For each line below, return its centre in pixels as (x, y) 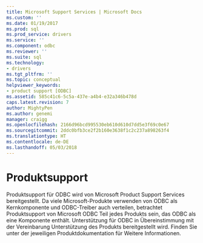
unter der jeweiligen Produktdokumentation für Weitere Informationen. (94, 233)
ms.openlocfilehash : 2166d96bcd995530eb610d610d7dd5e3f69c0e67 (88, 125)
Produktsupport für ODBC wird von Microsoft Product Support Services (95, 194)
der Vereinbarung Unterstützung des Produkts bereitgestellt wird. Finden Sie (102, 227)
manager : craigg (27, 119)
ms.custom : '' (24, 18)
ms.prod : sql (23, 29)
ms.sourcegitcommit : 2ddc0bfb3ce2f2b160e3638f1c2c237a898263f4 (88, 131)
